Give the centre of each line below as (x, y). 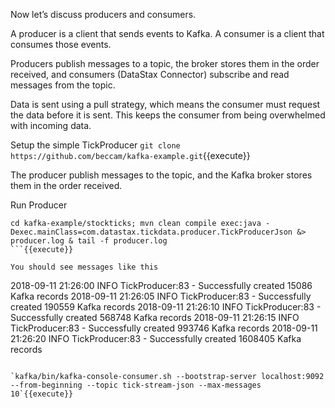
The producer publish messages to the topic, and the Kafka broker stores (161, 175)
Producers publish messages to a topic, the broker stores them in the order (165, 63)
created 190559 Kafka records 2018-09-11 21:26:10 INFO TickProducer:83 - (166, 307)
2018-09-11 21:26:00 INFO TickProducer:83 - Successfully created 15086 (161, 285)
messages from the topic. (63, 85)
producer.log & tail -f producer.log (89, 241)
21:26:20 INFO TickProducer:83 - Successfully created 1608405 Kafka (156, 338)
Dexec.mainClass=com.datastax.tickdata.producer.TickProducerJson (151, 232)
